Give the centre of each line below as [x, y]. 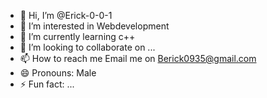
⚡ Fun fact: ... [47, 84]
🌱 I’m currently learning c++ [77, 36]
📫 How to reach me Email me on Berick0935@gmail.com [138, 58]
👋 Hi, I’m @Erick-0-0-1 [66, 15]
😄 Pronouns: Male [58, 73]
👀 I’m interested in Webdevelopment [94, 26]
